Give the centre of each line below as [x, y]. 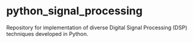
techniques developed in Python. [47, 33]
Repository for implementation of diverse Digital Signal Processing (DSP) [97, 27]
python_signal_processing [74, 11]
